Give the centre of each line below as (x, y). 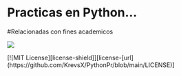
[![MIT (16, 58)
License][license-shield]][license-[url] (80, 58)
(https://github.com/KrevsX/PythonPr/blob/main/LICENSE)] (91, 65)
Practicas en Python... (72, 13)
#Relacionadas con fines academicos (60, 31)
